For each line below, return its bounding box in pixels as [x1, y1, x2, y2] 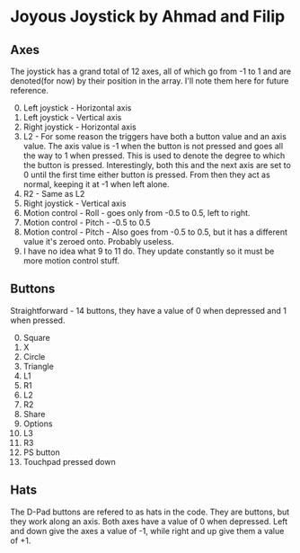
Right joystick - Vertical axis [22, 198, 127, 209]
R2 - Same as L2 [22, 189, 85, 199]
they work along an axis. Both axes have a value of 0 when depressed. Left [10, 515, 288, 527]
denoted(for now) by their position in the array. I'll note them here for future [10, 76, 289, 86]
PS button [22, 447, 61, 458]
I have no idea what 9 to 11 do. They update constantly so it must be [22, 245, 275, 256]
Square [22, 332, 50, 343]
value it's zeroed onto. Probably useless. [22, 236, 174, 246]
